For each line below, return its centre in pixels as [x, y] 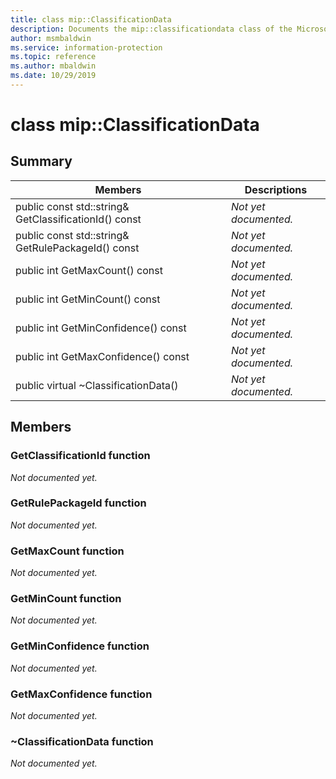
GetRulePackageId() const [77, 248]
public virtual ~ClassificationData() [97, 385]
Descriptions [276, 189]
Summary [41, 161]
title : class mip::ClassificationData [91, 19]
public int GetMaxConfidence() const [102, 356]
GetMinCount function [66, 599]
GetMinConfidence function [80, 646]
